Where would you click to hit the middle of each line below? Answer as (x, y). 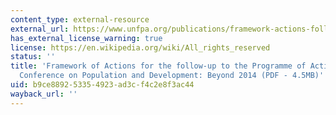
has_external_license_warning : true (86, 38)
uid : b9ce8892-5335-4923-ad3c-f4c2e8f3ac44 (102, 85)
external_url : (40, 29)
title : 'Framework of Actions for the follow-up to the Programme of (158, 66)
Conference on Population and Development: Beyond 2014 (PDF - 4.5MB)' (172, 76)
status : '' (33, 57)
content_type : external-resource (80, 19)
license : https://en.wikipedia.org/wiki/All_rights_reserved (140, 47)
